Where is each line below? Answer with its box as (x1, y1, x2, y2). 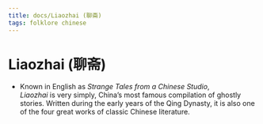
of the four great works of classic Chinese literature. (19, 107, 190, 117)
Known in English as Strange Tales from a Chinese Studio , (19, 82, 210, 92)
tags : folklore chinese (8, 19, 87, 27)
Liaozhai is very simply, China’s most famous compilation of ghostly (19, 90, 242, 100)
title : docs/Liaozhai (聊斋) (8, 11, 102, 20)
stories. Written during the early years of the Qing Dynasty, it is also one (19, 99, 255, 108)
